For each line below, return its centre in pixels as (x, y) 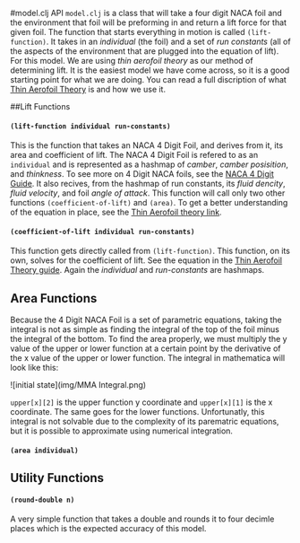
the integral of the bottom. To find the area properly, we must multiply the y (149, 339)
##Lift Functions (40, 106)
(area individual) (44, 451)
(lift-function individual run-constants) (90, 126)
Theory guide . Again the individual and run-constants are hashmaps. (137, 270)
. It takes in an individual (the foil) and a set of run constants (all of (168, 41)
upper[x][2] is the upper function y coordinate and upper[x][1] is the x (141, 402)
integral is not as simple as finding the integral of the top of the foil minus (145, 329)
